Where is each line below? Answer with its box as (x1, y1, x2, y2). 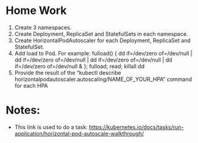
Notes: (5, 103, 41, 117)
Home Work (5, 4, 67, 18)
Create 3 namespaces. (14, 24, 72, 31)
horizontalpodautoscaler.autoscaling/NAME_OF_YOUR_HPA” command (14, 75, 193, 83)
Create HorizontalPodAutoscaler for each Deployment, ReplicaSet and (14, 37, 191, 44)
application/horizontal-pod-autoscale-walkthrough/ (14, 130, 144, 137)
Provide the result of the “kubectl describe (14, 69, 121, 76)
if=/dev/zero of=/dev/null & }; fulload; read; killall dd (14, 62, 145, 70)
